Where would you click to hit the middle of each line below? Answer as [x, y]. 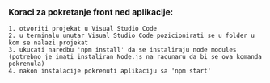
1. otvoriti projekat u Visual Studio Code [83, 29]
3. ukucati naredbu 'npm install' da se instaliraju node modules [122, 50]
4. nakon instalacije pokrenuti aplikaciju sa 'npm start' [110, 71]
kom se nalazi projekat [49, 43]
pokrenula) [27, 64]
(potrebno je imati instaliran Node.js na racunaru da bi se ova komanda [135, 57]
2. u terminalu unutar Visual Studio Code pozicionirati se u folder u [131, 36]
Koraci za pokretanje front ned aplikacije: [91, 12]
